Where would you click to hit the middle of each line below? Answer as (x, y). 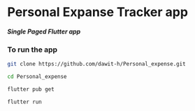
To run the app (32, 50)
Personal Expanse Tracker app (98, 12)
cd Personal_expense (37, 77)
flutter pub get (31, 89)
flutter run (24, 102)
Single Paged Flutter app (44, 31)
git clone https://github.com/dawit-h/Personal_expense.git (97, 64)
